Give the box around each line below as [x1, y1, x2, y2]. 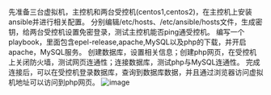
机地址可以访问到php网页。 [8, 77, 100, 87]
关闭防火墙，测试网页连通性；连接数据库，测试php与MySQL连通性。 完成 [15, 57, 260, 67]
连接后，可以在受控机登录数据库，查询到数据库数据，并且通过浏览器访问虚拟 [8, 68, 264, 76]
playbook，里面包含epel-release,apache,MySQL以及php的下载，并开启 [8, 37, 247, 47]
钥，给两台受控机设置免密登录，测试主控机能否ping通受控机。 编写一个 [8, 27, 245, 36]
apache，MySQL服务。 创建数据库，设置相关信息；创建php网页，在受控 [8, 47, 250, 56]
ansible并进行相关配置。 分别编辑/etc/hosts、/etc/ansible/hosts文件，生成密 [8, 17, 263, 27]
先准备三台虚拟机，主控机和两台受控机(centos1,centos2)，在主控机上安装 [8, 7, 252, 16]
